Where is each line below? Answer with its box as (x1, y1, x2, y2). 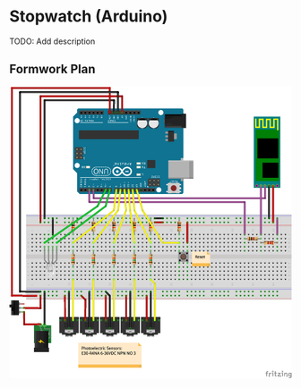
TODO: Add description (9, 36, 96, 46)
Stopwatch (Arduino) (9, 6, 168, 27)
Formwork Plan (9, 62, 96, 77)
